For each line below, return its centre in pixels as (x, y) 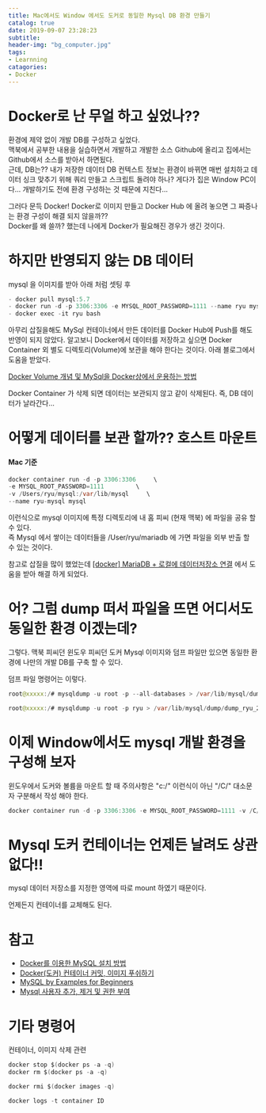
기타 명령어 (42, 1026)
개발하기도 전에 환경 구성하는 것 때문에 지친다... (95, 189)
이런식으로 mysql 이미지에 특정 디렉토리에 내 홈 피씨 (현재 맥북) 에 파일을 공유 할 (132, 518)
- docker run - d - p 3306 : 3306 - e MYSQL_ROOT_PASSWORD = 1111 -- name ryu (127, 307)
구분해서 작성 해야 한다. (52, 795)
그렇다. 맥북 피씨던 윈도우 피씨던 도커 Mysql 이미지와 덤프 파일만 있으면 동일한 (129, 652)
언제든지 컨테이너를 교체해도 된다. (60, 905)
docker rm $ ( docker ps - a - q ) (58, 1073)
